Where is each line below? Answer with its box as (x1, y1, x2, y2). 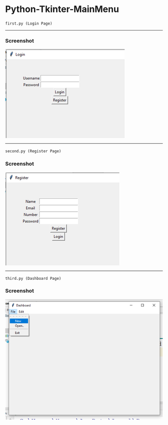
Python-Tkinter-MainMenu (5, 4, 119, 15)
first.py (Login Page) (5, 21, 52, 26)
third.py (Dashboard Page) (5, 276, 61, 281)
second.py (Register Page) (5, 149, 61, 154)
